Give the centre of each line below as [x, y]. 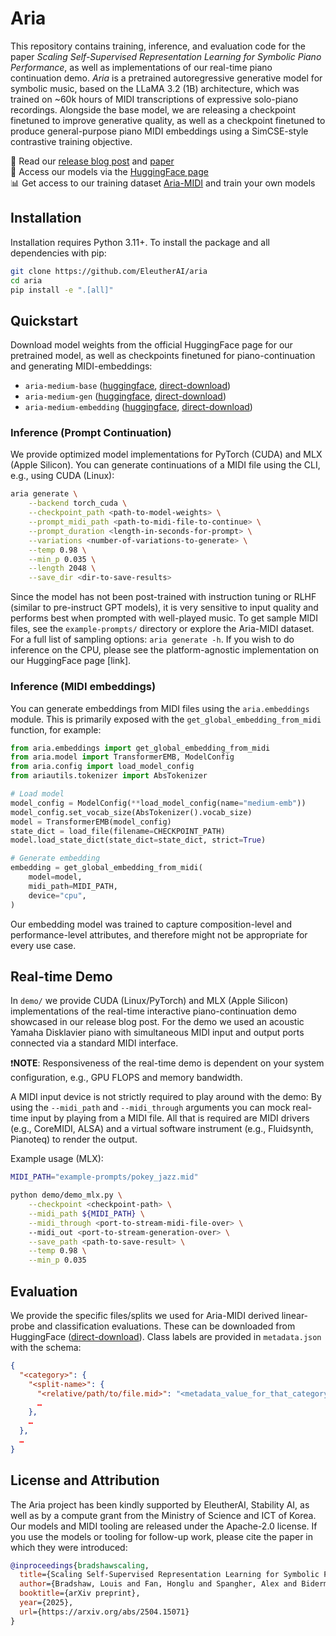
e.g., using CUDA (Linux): [62, 476]
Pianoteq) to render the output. [74, 1139]
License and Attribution [85, 1480]
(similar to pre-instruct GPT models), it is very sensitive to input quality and [164, 608]
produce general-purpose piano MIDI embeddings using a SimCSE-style [159, 131]
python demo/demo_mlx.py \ [66, 1195]
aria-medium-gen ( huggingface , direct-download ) [125, 396]
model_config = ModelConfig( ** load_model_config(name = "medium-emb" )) [158, 803]
